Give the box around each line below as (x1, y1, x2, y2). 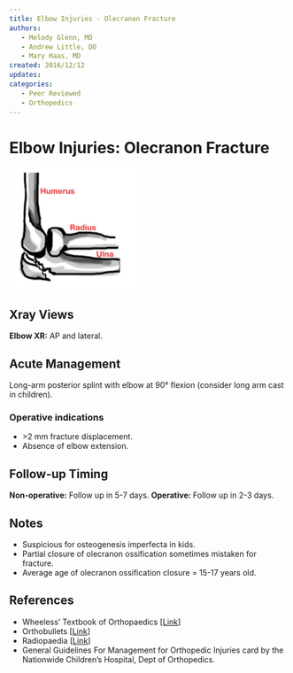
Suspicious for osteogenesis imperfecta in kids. (21, 538, 197, 549)
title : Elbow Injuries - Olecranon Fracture (9, 14, 176, 23)
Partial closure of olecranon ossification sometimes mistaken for (21, 548, 257, 559)
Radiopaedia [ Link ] (21, 635, 91, 646)
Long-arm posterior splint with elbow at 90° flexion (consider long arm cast (9, 380, 285, 391)
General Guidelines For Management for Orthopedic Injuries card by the (21, 645, 284, 655)
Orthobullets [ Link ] (21, 625, 91, 637)
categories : (9, 80, 53, 89)
